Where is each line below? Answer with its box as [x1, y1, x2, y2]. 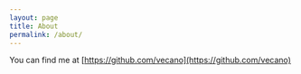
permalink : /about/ [9, 30, 83, 39]
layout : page [9, 13, 59, 23]
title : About [9, 22, 59, 31]
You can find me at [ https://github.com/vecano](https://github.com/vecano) [9, 55, 292, 66]
